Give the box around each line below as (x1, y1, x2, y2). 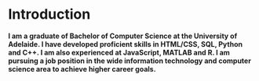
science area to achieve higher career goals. (8, 64, 156, 73)
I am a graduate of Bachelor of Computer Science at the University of (8, 31, 238, 40)
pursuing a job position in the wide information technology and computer (8, 56, 251, 65)
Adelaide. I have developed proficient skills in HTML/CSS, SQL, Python (8, 39, 243, 48)
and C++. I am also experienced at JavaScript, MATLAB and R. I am (8, 48, 230, 57)
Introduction (8, 5, 91, 23)
